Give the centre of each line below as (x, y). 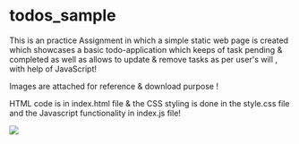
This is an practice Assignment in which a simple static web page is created (149, 40)
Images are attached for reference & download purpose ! (114, 86)
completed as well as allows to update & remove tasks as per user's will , (144, 59)
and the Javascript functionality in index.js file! (95, 113)
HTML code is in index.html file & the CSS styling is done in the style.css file (149, 103)
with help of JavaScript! (53, 69)
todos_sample (63, 16)
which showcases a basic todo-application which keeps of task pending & (146, 49)
